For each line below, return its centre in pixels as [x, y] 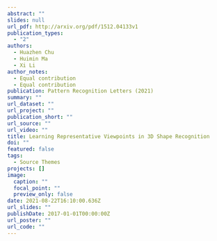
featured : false [31, 149]
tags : [15, 156]
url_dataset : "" [31, 104]
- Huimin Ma [31, 59]
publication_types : [35, 33]
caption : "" [31, 181]
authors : [20, 46]
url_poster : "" [29, 220]
